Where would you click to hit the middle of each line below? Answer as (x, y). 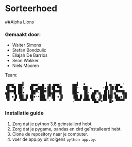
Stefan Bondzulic (29, 50)
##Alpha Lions (19, 22)
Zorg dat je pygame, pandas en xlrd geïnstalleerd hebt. (67, 129)
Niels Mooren (25, 65)
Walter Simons (26, 45)
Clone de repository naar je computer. (50, 134)
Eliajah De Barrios (30, 55)
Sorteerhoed (31, 8)
